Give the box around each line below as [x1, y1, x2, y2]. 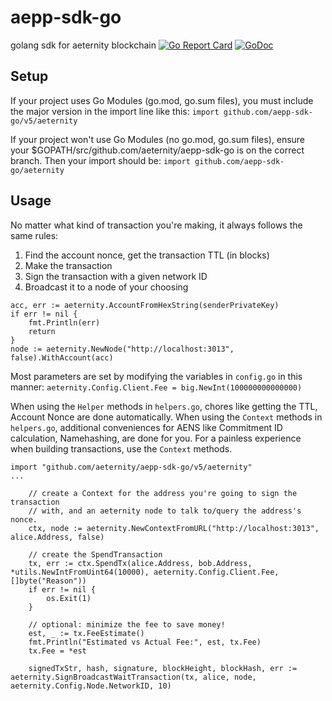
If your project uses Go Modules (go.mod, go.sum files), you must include [10, 94, 314, 106]
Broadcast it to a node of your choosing [24, 281, 189, 293]
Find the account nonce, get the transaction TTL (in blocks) [24, 249, 270, 261]
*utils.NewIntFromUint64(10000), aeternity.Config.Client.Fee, [10, 567, 280, 577]
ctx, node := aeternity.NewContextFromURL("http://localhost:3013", [28, 523, 320, 533]
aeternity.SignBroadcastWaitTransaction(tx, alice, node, [10, 672, 257, 682]
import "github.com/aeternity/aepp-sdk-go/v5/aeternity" [10, 462, 253, 472]
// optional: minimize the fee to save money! [28, 619, 226, 630]
